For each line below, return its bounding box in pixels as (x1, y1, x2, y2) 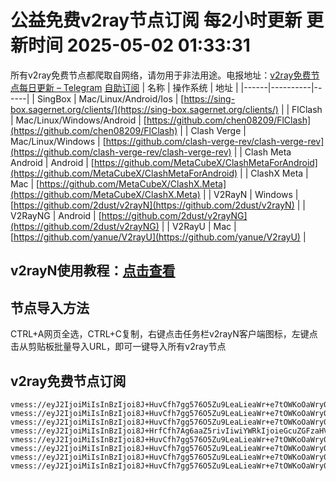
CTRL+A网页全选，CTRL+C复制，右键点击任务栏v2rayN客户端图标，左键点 (10, 328, 318, 340)
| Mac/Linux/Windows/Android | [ (10, 114, 147, 126)
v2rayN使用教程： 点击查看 (10, 262, 176, 280)
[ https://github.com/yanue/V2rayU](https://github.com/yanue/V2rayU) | (10, 231, 307, 243)
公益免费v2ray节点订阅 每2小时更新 (10, 9, 303, 32)
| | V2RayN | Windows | (202, 188, 299, 200)
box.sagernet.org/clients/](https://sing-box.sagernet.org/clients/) (10, 103, 279, 115)
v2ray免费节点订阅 (10, 372, 127, 390)
